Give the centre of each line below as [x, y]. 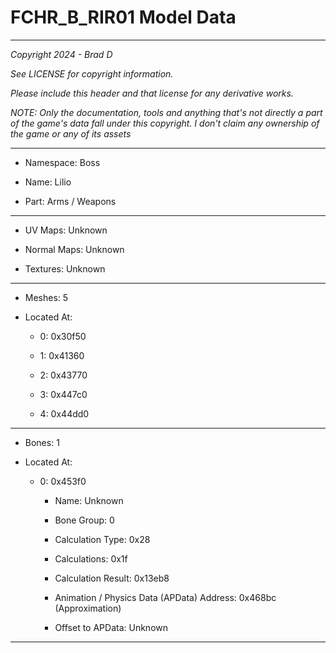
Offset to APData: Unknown [111, 627]
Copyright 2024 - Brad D [61, 54]
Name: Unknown [89, 500]
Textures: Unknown [65, 268]
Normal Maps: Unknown [74, 249]
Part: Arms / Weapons [70, 201]
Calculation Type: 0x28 [102, 539]
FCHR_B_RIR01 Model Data [123, 17]
